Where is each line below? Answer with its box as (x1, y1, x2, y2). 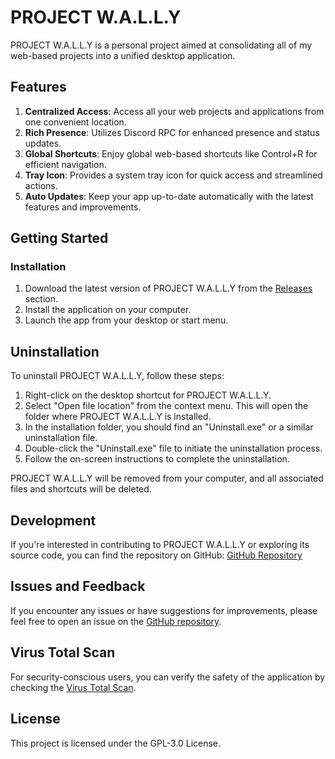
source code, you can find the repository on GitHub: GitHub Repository (10, 549, 303, 561)
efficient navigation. (24, 158, 107, 170)
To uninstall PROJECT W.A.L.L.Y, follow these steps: (10, 370, 225, 382)
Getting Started (10, 230, 109, 247)
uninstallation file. (24, 432, 98, 444)
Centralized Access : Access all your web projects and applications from (24, 105, 325, 117)
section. (24, 293, 59, 305)
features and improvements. (24, 201, 142, 213)
